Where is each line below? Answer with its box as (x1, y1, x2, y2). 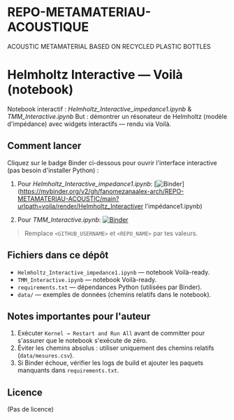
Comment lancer (7, 140, 82, 152)
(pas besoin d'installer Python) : (7, 166, 99, 174)
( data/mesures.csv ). (17, 351, 75, 360)
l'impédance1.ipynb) (145, 202, 203, 210)
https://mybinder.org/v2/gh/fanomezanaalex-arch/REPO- (20, 187, 184, 195)
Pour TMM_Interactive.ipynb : (17, 215, 101, 224)
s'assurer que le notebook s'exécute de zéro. (17, 337, 148, 345)
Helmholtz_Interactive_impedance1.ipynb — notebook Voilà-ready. (17, 267, 210, 276)
